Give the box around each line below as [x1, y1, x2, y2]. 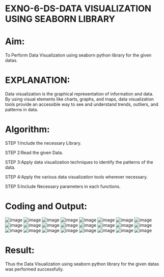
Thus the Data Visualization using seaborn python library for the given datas [5, 261, 160, 267]
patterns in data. [5, 107, 38, 113]
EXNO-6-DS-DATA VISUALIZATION [5, 3, 151, 14]
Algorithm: [5, 124, 50, 135]
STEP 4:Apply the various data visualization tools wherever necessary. [5, 174, 148, 180]
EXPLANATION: [5, 75, 70, 86]
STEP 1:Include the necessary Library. [5, 140, 82, 146]
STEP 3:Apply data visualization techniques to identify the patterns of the [5, 159, 153, 165]
